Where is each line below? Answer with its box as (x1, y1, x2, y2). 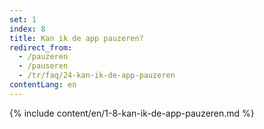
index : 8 (9, 24, 46, 34)
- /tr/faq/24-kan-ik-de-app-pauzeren (18, 71, 176, 81)
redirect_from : (9, 42, 73, 53)
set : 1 (9, 14, 37, 25)
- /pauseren (18, 61, 69, 71)
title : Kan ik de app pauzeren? (9, 33, 144, 43)
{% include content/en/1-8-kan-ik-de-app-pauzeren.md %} (9, 107, 255, 119)
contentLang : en (9, 80, 77, 90)
